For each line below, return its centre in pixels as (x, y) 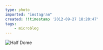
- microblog (26, 28)
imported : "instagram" (29, 14)
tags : (11, 24)
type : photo (17, 10)
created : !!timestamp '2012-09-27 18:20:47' (52, 19)
